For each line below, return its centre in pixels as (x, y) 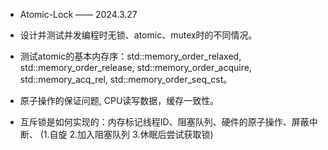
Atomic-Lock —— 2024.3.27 (78, 14)
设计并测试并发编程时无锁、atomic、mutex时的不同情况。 (138, 35)
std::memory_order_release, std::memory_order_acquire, (135, 67)
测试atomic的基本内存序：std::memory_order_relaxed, (130, 56)
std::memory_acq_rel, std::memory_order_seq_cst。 (126, 79)
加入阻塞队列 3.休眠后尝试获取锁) (145, 134)
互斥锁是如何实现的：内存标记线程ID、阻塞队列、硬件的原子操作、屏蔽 (164, 122)
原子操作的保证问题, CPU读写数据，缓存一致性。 (119, 100)
